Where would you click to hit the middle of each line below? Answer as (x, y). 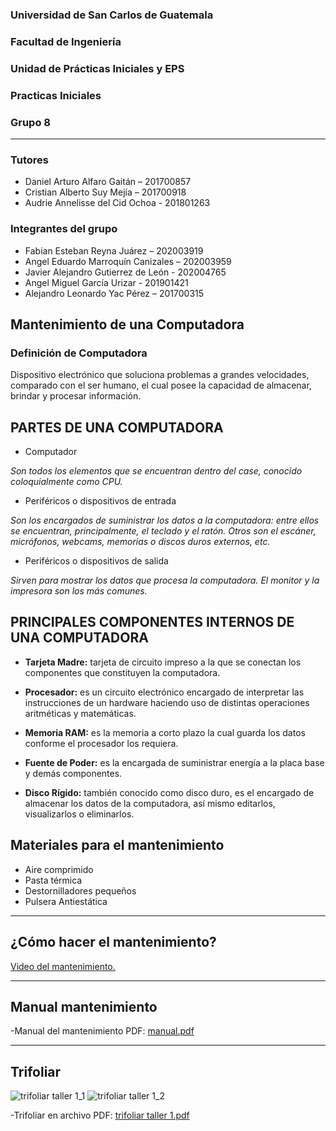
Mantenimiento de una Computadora (127, 324)
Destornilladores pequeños (80, 890)
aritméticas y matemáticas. (80, 713)
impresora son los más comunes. (79, 591)
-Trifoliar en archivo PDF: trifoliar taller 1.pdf (100, 1115)
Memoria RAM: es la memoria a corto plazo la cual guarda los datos (165, 732)
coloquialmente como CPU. (66, 482)
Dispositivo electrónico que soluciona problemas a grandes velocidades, (160, 375)
